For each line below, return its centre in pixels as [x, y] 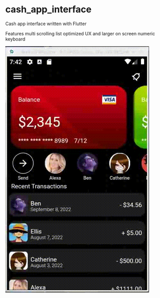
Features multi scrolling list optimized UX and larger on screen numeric [80, 33]
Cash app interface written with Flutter [46, 24]
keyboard [15, 39]
